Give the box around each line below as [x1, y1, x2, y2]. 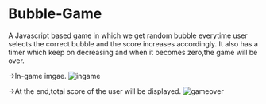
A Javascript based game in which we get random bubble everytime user [8, 31, 248, 40]
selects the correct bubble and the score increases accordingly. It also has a [8, 39, 258, 48]
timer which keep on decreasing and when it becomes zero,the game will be [8, 47, 258, 57]
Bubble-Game [8, 5, 102, 23]
